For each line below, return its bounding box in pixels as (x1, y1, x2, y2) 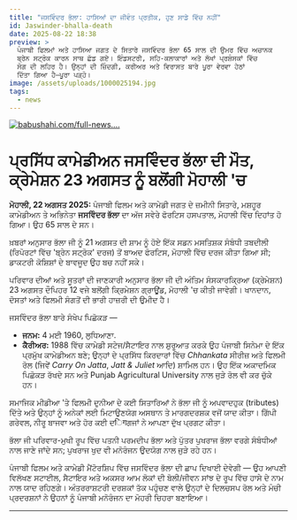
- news (17, 95, 42, 104)
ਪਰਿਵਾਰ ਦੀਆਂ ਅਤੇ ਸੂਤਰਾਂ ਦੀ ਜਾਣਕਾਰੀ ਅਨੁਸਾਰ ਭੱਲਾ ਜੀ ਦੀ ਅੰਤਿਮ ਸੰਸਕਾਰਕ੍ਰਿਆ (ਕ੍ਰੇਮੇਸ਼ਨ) (9, 275, 283, 286)
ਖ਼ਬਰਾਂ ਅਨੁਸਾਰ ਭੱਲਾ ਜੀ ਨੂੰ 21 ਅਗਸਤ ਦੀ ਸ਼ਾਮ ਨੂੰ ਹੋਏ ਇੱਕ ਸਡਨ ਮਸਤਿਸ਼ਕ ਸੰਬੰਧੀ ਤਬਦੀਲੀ (9, 237, 270, 248)
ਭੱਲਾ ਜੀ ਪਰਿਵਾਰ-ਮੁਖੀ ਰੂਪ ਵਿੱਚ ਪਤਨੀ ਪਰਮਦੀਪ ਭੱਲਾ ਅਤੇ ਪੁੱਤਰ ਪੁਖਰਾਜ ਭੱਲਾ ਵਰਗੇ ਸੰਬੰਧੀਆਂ (9, 435, 278, 446)
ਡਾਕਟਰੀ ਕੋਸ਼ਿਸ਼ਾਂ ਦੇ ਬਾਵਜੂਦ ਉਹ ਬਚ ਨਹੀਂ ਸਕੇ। (9, 257, 145, 268)
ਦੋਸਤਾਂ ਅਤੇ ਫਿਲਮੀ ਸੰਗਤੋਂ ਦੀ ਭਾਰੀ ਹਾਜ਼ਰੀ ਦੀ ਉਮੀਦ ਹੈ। (9, 294, 171, 305)
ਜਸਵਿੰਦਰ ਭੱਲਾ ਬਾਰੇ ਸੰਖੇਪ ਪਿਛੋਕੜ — (9, 312, 118, 323)
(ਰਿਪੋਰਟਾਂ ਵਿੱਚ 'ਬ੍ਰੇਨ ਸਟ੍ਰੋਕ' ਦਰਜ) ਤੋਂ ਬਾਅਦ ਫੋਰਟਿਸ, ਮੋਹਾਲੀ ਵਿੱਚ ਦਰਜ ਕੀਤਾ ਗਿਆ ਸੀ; (9, 247, 271, 257)
